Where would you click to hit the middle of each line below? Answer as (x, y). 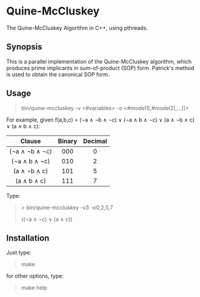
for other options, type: (35, 276)
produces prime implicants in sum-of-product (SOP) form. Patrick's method (100, 68)
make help (34, 288)
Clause (31, 141)
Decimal (95, 141)
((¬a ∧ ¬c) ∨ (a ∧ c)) (47, 219)
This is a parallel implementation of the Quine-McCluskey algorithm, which (99, 61)
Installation (28, 238)
